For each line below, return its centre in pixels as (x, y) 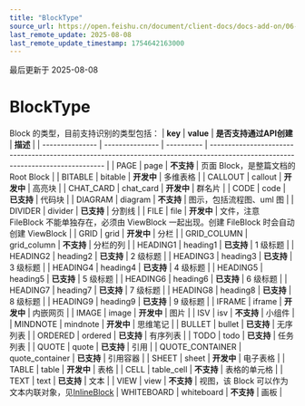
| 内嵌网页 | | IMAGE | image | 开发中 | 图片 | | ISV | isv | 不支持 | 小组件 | (161, 313)
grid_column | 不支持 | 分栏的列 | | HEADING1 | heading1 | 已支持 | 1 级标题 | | (152, 245)
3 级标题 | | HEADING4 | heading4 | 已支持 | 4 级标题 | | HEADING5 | (136, 267)
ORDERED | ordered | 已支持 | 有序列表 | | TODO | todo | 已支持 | (157, 335)
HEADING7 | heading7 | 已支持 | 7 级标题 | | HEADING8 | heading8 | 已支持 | (151, 290)
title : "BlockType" (46, 18)
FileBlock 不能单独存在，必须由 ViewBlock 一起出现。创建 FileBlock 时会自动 (152, 222)
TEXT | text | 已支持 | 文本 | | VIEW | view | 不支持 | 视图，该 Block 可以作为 (149, 381)
